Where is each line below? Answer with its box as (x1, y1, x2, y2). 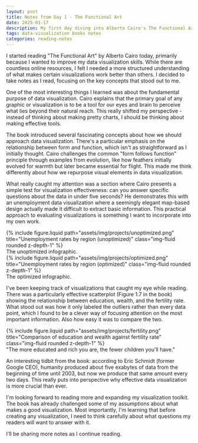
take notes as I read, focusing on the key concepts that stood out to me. (6, 77, 181, 84)
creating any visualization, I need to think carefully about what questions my (6, 413, 191, 419)
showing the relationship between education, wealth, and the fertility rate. (6, 297, 185, 304)
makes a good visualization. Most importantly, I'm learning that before (6, 406, 176, 413)
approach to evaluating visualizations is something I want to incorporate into (6, 211, 192, 219)
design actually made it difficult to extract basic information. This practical (6, 206, 187, 212)
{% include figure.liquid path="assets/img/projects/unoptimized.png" (6, 229, 174, 236)
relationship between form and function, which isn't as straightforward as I (6, 144, 187, 151)
